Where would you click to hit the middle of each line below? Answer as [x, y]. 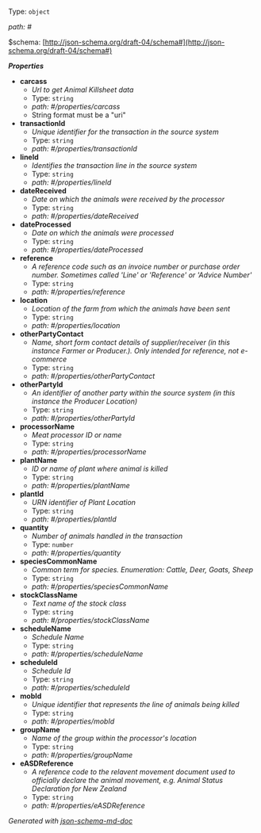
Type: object [29, 11]
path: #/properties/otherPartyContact [93, 376]
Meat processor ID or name [77, 435]
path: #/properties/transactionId [84, 149]
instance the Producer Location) [84, 401]
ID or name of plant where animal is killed [100, 468]
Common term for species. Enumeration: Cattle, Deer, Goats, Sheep [142, 569]
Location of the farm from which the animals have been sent [131, 309]
